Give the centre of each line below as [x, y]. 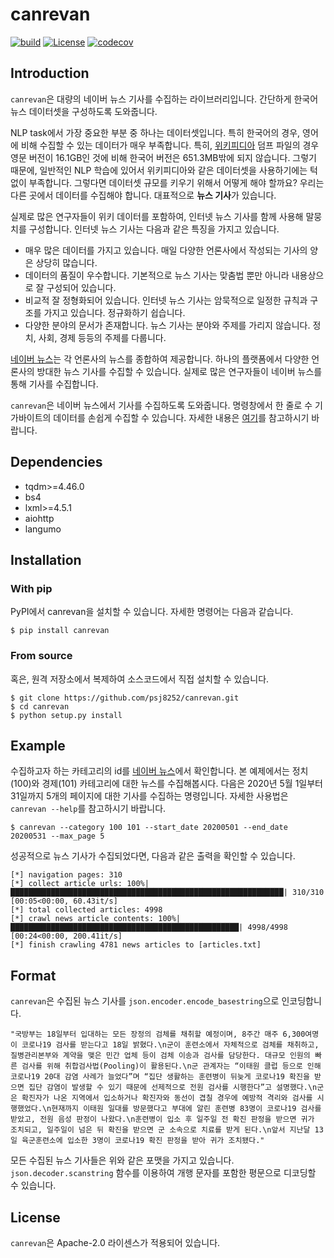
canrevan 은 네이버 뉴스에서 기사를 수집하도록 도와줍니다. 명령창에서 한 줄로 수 [161, 405]
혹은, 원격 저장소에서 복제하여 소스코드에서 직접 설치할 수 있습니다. [140, 679]
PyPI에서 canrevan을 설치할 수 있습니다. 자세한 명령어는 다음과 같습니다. [152, 612]
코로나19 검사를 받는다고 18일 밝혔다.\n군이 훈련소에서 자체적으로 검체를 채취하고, [170, 1045]
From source [41, 656]
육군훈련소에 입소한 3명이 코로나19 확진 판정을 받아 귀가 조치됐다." [143, 1141]
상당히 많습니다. [66, 262]
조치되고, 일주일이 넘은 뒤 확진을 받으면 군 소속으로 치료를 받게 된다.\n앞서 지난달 [160, 1130]
